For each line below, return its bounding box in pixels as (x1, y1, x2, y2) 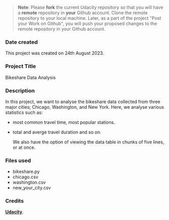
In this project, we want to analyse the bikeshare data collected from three (5, 99, 161, 105)
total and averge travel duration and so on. (12, 129, 102, 135)
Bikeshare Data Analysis (5, 74, 56, 80)
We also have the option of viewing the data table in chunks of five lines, (12, 139, 164, 145)
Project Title (5, 63, 37, 70)
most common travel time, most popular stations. (12, 119, 115, 125)
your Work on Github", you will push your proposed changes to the (17, 20, 157, 26)
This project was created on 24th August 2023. (5, 50, 104, 56)
